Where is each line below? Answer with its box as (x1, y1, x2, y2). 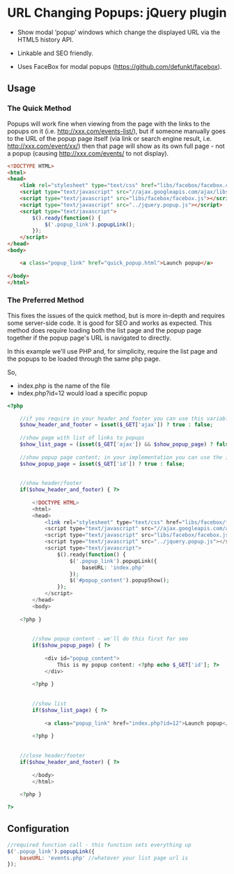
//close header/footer (19, 752, 86, 760)
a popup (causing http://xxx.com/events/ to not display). (7, 149, 169, 158)
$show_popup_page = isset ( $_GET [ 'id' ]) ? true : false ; (19, 460, 186, 467)
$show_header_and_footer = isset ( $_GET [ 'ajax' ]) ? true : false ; (19, 421, 214, 428)
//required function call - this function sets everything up (7, 841, 192, 848)
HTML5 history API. (17, 35, 74, 43)
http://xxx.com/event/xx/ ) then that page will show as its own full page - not (7, 142, 225, 150)
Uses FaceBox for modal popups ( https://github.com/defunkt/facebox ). (17, 62, 222, 70)
